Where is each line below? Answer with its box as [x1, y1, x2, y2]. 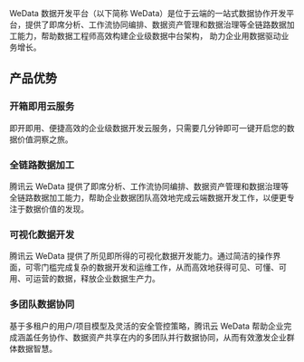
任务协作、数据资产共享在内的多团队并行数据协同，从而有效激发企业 [33, 331, 287, 342]
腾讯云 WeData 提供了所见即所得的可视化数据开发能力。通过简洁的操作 [9, 251, 273, 262]
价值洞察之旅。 [16, 134, 73, 145]
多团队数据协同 [9, 298, 75, 310]
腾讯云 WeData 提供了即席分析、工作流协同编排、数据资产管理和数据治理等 [9, 180, 290, 192]
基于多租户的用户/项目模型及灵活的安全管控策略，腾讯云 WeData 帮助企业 [9, 320, 284, 331]
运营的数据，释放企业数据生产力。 [33, 273, 160, 284]
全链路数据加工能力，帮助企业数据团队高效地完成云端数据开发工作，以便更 [9, 192, 287, 203]
